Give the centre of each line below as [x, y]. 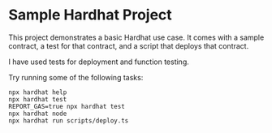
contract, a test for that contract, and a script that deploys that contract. [129, 45]
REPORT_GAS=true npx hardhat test [67, 106]
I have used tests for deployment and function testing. [99, 62]
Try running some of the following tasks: [76, 77]
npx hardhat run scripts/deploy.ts [69, 120]
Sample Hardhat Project [90, 15]
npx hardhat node [38, 114]
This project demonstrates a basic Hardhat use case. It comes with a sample [136, 37]
